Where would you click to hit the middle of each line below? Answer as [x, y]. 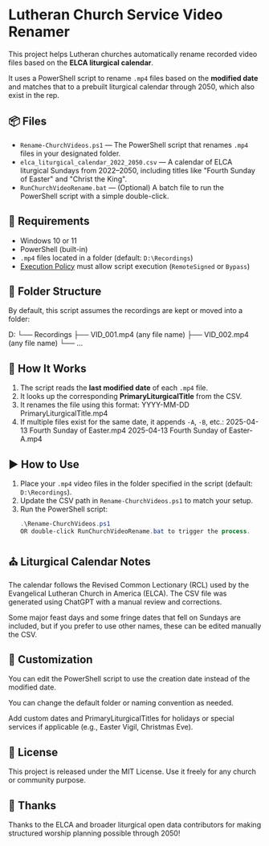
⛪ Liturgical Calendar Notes [79, 562]
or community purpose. [47, 780]
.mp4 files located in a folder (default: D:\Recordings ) [106, 258]
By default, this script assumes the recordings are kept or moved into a [126, 311]
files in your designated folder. [70, 153]
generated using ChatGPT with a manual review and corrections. [115, 602]
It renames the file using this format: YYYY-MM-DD [105, 405]
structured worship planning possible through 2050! [94, 833]
